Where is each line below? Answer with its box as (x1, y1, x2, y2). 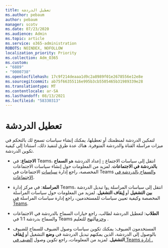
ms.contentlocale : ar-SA (5, 88, 58, 94)
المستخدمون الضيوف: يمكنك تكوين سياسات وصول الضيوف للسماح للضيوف (12, 226, 156, 232)
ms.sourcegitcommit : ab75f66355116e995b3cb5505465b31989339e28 (5, 79, 143, 84)
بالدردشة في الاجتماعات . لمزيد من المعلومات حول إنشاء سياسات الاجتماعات (12, 163, 158, 170)
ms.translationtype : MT (5, 84, 56, 89)
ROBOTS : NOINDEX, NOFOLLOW (5, 46, 63, 51)
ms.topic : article (5, 36, 45, 42)
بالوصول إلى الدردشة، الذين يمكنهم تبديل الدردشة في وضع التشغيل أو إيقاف (12, 231, 156, 237)
